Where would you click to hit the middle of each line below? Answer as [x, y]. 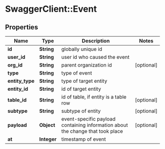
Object [47, 125]
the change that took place [92, 131]
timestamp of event [84, 139]
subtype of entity [81, 111]
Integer [48, 139]
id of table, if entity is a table [94, 97]
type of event [77, 73]
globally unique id [82, 49]
